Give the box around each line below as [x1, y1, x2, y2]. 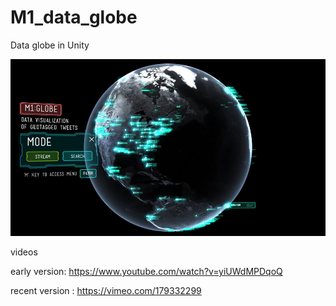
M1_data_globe [10, 6, 138, 29]
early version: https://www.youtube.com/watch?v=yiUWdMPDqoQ [10, 266, 283, 278]
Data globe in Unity [10, 39, 90, 51]
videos [10, 246, 38, 258]
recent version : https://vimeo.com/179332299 [10, 285, 202, 297]
